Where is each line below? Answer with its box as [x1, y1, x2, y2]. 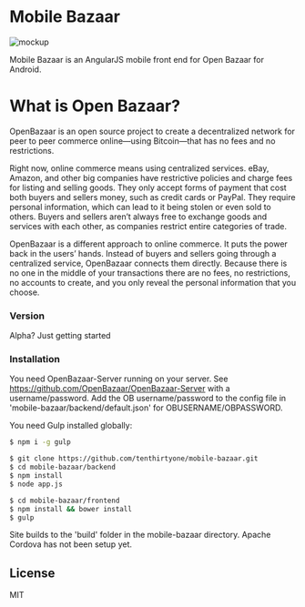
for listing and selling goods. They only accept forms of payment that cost [9, 182, 287, 193]
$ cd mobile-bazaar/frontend [9, 496, 120, 505]
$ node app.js [9, 480, 64, 489]
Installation [9, 353, 61, 366]
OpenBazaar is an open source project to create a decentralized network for [9, 126, 296, 137]
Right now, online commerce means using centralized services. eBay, [9, 162, 269, 174]
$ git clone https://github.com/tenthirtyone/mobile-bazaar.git [9, 454, 259, 463]
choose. [9, 287, 40, 298]
